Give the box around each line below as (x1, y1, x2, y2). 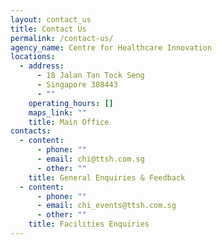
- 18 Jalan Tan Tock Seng (36, 71, 145, 81)
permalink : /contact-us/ (10, 33, 114, 43)
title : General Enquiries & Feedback (28, 172, 186, 183)
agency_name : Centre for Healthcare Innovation (10, 42, 213, 53)
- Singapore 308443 (36, 80, 118, 90)
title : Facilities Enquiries (28, 219, 150, 230)
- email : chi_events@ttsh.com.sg (36, 201, 177, 211)
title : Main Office (28, 117, 110, 127)
